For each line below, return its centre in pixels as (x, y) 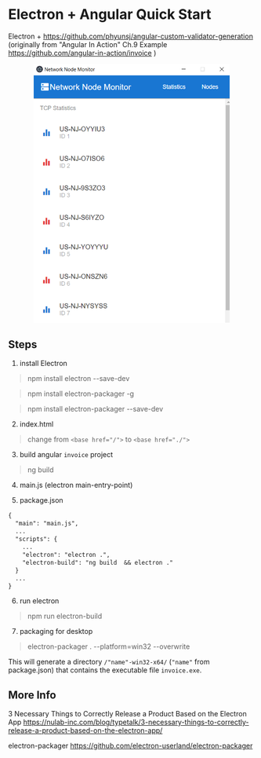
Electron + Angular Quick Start (110, 15)
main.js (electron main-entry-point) (76, 485)
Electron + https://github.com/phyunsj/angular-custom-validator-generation (130, 36)
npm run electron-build (65, 616)
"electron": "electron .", (66, 555)
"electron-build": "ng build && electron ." (98, 563)
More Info (32, 695)
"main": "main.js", (47, 524)
